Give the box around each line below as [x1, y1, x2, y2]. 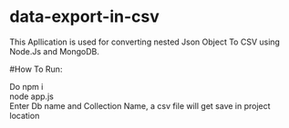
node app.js [9, 91, 55, 102]
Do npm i [9, 81, 44, 92]
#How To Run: [9, 64, 63, 74]
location [9, 110, 40, 121]
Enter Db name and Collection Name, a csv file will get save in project [9, 100, 271, 111]
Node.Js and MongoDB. [9, 45, 100, 56]
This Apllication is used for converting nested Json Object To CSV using [9, 36, 281, 47]
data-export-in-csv [9, 6, 160, 27]
